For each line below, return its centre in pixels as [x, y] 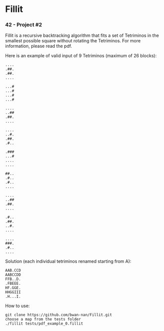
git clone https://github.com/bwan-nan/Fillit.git [59, 315]
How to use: [17, 306]
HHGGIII [13, 292]
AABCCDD [13, 275]
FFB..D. [13, 279]
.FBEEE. [13, 284]
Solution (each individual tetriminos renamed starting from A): [68, 261]
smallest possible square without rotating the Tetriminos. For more [73, 41]
